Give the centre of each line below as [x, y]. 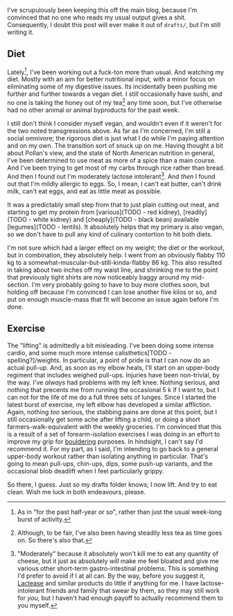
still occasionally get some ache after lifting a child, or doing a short [104, 419]
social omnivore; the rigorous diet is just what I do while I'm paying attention [116, 138]
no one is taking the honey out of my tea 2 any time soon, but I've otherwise [114, 102]
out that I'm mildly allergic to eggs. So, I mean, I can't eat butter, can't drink [114, 184]
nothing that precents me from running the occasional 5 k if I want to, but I [113, 389]
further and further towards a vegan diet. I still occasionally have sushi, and [115, 94]
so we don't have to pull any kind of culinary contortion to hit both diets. [110, 234]
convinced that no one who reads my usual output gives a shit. [97, 17]
